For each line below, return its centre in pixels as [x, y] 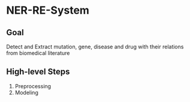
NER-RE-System [48, 10]
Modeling [27, 92]
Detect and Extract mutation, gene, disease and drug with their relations [95, 47]
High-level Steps [38, 72]
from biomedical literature [38, 53]
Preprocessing [33, 86]
